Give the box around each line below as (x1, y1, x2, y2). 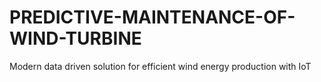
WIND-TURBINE (9, 27, 142, 50)
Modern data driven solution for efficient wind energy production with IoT (9, 60, 312, 72)
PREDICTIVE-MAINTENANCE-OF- (9, 6, 296, 29)
